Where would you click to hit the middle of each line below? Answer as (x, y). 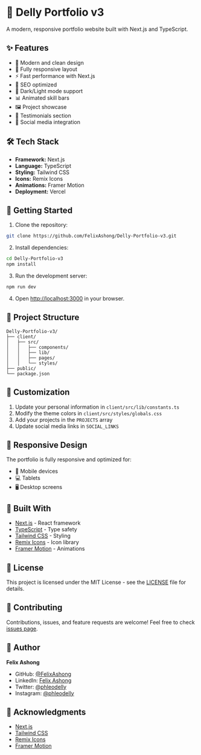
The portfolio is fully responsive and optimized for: (69, 459)
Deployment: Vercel (40, 191)
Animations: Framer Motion (49, 185)
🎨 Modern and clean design (49, 62)
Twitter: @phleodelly (41, 687)
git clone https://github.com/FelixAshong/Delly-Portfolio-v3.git (91, 236)
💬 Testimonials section (43, 115)
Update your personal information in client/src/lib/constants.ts (97, 407)
